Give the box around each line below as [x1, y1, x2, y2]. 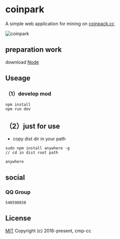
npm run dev [5, 107, 31, 112]
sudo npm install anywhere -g [5, 146, 70, 151]
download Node [5, 59, 39, 65]
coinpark [5, 4, 45, 15]
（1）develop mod [5, 90, 51, 97]
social [5, 173, 25, 182]
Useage [5, 74, 31, 83]
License [5, 214, 31, 223]
